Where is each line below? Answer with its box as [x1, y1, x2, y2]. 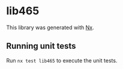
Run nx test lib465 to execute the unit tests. [6, 57, 118, 64]
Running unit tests [6, 41, 76, 51]
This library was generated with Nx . [6, 24, 94, 31]
